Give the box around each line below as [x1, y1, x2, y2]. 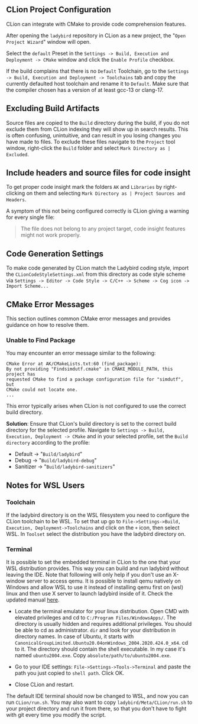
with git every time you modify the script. [6, 712, 106, 719]
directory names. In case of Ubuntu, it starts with [14, 633, 134, 640]
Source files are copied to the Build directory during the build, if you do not [6, 119, 190, 126]
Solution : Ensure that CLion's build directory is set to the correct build [6, 420, 177, 427]
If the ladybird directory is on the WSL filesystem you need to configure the [6, 511, 190, 519]
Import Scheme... [6, 284, 49, 289]
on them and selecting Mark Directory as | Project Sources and [26, 189, 186, 197]
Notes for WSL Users [6, 480, 85, 490]
